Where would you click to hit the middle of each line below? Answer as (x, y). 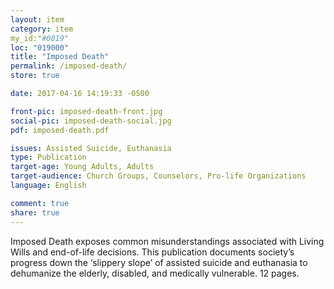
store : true (35, 76)
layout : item (37, 19)
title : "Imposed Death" (60, 57)
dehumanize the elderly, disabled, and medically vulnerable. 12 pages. (155, 273)
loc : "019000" (40, 47)
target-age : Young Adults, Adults (82, 167)
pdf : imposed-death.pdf (60, 130)
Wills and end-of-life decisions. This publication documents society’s (152, 252)
